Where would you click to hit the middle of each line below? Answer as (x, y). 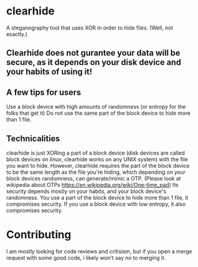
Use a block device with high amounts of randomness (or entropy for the (96, 107)
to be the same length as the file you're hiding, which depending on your (96, 172)
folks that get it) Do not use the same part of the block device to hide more (98, 113)
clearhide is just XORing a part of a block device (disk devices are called (95, 153)
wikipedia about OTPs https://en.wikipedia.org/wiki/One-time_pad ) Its (92, 185)
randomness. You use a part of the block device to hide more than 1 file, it (97, 197)
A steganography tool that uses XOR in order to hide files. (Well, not (90, 28)
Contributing (39, 235)
